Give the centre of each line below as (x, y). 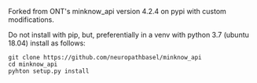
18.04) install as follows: (47, 43)
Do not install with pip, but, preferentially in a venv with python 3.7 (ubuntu (129, 35)
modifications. (31, 20)
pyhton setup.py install (49, 71)
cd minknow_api (33, 64)
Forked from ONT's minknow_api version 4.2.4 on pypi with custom (117, 11)
